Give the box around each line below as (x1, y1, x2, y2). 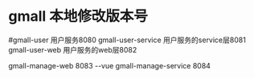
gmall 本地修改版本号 (8, 7, 149, 25)
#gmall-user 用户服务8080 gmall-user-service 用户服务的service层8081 (8, 35, 247, 45)
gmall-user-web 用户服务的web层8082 (8, 45, 137, 54)
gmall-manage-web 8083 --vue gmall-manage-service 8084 (8, 60, 211, 70)
